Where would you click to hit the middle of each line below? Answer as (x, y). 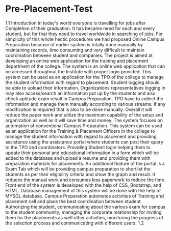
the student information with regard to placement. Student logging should (82, 82)
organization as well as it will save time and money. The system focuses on (84, 120)
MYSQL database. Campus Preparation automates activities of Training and (85, 196)
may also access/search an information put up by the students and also (80, 93)
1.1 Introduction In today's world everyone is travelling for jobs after (76, 23)
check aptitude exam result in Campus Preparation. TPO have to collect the (84, 98)
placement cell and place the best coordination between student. (74, 201)
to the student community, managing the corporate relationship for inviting (83, 212)
